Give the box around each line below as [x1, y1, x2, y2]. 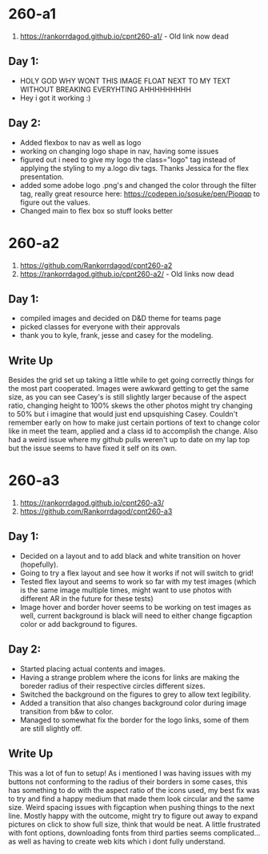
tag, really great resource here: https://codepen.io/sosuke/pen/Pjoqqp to [19, 189, 260, 198]
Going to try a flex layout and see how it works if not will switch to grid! [19, 567, 254, 578]
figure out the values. [19, 197, 90, 207]
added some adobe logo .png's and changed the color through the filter [19, 180, 257, 189]
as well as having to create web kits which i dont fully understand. [8, 836, 226, 846]
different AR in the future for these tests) [19, 593, 154, 603]
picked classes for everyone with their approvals [19, 322, 181, 331]
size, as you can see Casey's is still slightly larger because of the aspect [8, 392, 246, 402]
